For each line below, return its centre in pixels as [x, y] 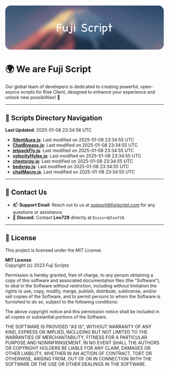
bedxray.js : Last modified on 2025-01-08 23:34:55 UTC [71, 167]
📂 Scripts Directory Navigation [54, 118]
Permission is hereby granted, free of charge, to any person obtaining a [79, 275]
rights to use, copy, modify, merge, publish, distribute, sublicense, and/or [81, 291]
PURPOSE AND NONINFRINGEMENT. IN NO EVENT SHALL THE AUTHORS [82, 342]
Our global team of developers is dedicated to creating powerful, [72, 87]
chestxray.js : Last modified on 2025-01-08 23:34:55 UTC [73, 161]
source [13, 92]
